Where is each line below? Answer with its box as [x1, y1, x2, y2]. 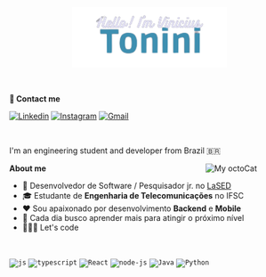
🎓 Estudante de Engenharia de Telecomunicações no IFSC [21, 191, 245, 201]
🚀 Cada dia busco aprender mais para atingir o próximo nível [21, 213, 245, 224]
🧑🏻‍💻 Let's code [21, 222, 79, 233]
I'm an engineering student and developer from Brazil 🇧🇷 [9, 145, 221, 156]
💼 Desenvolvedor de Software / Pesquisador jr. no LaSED [21, 181, 231, 191]
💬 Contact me [9, 94, 60, 104]
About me [9, 163, 47, 174]
